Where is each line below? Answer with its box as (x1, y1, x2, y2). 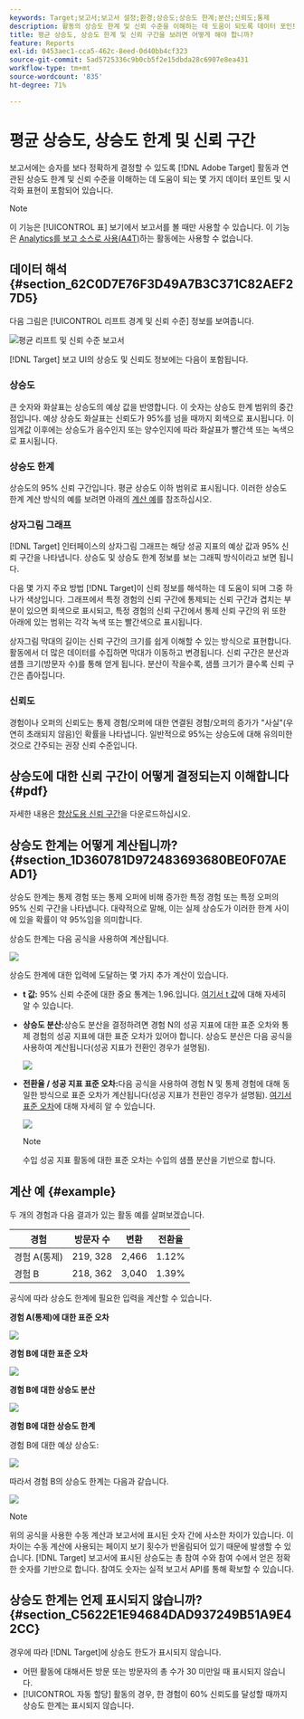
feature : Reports (9, 38, 75, 48)
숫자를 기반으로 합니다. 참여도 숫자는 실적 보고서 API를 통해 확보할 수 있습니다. (18, 1563, 294, 1574)
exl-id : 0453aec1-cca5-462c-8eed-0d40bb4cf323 (9, 47, 188, 56)
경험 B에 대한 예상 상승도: (9, 1440, 100, 1450)
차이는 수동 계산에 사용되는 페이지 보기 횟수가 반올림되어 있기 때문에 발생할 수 (9, 1541, 282, 1552)
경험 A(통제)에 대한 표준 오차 (9, 1312, 109, 1323)
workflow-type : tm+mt (9, 64, 91, 73)
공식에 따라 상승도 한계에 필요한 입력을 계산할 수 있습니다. (9, 1293, 213, 1304)
